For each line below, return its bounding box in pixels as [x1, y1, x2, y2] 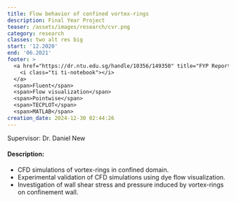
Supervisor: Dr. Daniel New [7, 134, 86, 142]
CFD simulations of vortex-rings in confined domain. [17, 166, 169, 174]
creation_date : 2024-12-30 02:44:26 [7, 114, 114, 121]
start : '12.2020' [7, 43, 58, 50]
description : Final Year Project [7, 17, 105, 24]
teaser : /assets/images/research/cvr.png [7, 23, 131, 30]
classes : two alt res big [7, 36, 83, 43]
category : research [7, 29, 65, 37]
